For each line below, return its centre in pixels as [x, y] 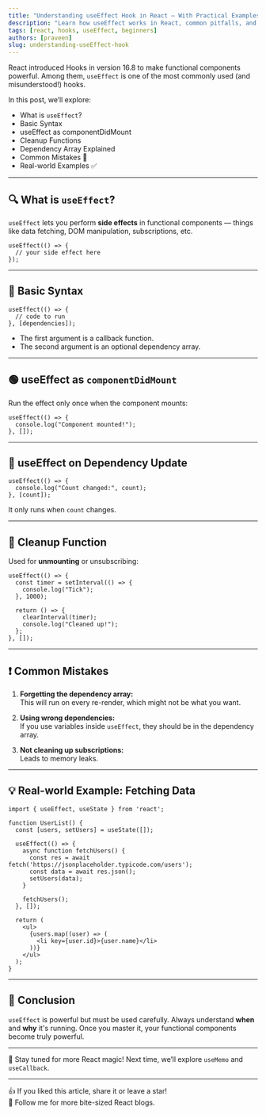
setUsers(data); [56, 878]
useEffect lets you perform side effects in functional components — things [131, 222]
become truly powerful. [46, 1036]
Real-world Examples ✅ [58, 166]
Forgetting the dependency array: [76, 694]
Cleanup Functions [50, 140]
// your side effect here [58, 252]
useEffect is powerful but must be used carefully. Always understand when [131, 1019]
